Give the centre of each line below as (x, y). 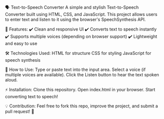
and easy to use (21, 43)
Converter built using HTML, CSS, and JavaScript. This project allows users (81, 14)
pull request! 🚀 (20, 111)
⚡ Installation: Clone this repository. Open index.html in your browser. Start (80, 90)
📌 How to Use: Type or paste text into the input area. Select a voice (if (75, 69)
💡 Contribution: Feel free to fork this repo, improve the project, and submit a (82, 106)
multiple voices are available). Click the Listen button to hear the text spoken (82, 75)
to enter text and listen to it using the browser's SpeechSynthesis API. (75, 19)
